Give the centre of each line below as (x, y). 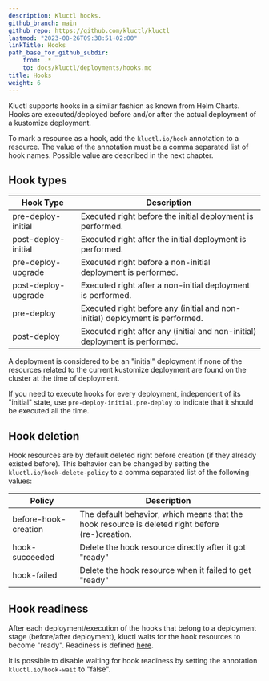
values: (20, 481)
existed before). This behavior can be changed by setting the (109, 464)
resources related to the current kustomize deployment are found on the (127, 370)
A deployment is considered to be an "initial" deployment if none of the (125, 361)
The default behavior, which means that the (161, 514)
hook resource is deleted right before (149, 524)
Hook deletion (44, 436)
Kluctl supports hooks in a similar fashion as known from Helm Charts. (124, 106)
